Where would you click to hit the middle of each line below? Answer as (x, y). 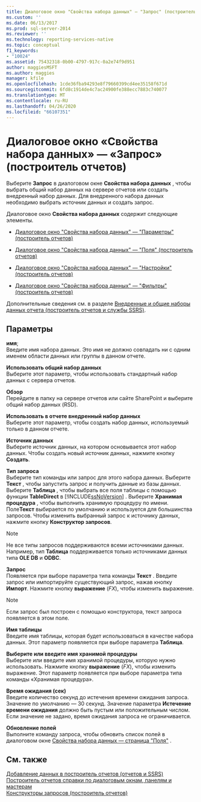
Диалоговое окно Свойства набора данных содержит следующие (92, 214)
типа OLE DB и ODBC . (33, 558)
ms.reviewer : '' (26, 34)
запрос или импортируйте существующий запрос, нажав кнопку (89, 582)
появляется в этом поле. (38, 618)
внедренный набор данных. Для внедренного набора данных (85, 196)
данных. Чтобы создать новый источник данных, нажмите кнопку (91, 453)
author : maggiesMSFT (32, 67)
